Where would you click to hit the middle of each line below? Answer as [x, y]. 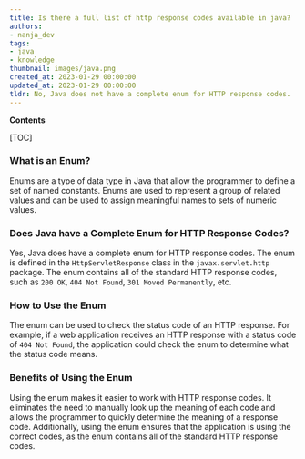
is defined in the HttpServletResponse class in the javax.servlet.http [140, 263]
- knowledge [32, 60]
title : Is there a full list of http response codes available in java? [150, 18]
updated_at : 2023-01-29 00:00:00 [73, 85]
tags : [20, 43]
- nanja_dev [32, 35]
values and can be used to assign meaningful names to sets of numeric [143, 200]
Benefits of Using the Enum [71, 378]
